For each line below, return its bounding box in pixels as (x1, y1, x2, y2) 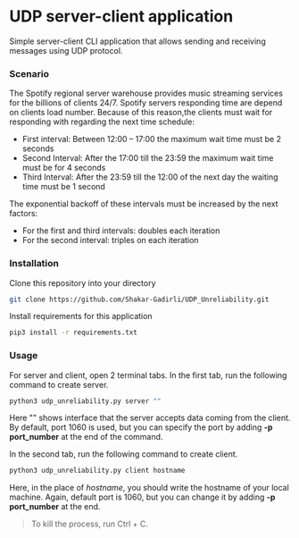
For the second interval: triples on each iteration (21, 235, 199, 246)
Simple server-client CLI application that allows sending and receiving (9, 36, 266, 46)
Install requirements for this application (9, 311, 154, 322)
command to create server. (9, 379, 109, 390)
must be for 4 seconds (21, 163, 106, 173)
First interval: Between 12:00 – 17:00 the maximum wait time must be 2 (21, 134, 281, 145)
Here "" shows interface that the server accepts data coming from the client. (9, 413, 291, 424)
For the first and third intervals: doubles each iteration (21, 225, 220, 236)
